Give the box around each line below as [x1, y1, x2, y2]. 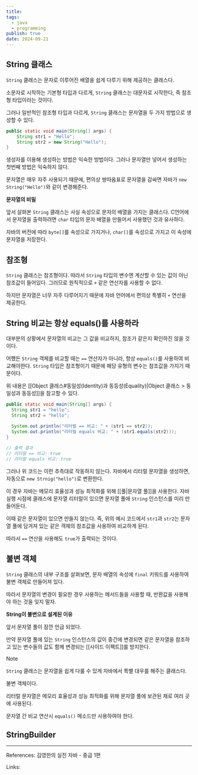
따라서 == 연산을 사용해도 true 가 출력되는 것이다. [6, 535, 118, 542]
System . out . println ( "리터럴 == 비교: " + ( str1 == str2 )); [11, 424, 153, 430]
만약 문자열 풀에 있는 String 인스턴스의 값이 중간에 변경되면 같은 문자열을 [6, 635, 174, 642]
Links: [6, 764, 21, 771]
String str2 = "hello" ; [11, 412, 70, 418]
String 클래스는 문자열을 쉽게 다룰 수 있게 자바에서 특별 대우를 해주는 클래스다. [6, 667, 187, 674]
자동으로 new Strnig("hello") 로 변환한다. [6, 474, 104, 482]
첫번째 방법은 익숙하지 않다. [6, 163, 70, 170]
